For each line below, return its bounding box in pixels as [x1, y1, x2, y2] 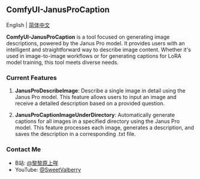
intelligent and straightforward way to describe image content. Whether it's [6, 46, 192, 53]
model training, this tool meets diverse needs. [6, 58, 119, 66]
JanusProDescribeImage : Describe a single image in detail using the [14, 87, 186, 94]
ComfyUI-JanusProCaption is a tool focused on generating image [6, 33, 170, 41]
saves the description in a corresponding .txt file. [14, 131, 137, 138]
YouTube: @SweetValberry [14, 166, 81, 174]
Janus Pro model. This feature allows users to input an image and [14, 94, 177, 101]
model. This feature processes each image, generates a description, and [14, 124, 195, 131]
